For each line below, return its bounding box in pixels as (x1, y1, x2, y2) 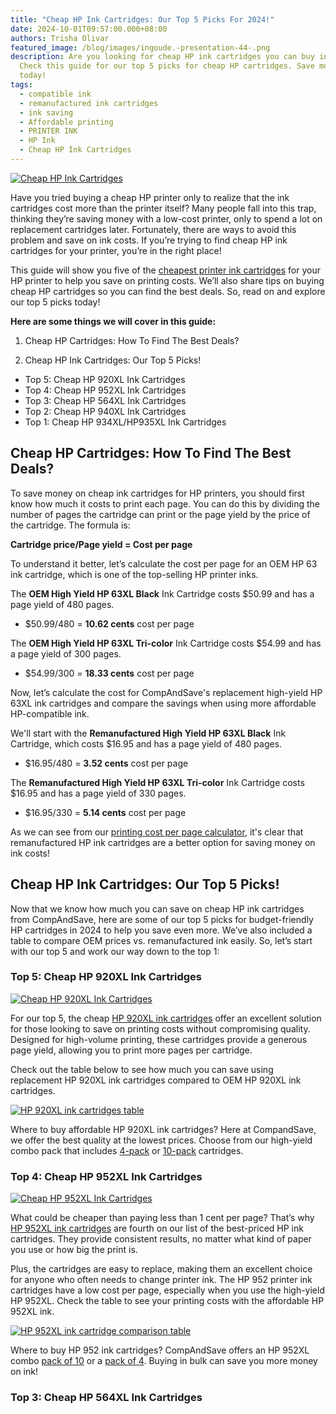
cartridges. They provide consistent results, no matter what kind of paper (10, 1233, 312, 1245)
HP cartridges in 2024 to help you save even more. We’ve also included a (10, 924, 313, 936)
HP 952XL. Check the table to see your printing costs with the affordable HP (10, 1295, 325, 1307)
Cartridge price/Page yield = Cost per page (10, 538, 193, 550)
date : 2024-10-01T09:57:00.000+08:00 (10, 24, 168, 34)
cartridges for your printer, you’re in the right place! (10, 244, 222, 256)
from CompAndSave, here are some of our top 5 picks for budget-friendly (10, 913, 314, 925)
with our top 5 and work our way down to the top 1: (10, 945, 220, 957)
